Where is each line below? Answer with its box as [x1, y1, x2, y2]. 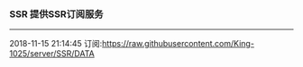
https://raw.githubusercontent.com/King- [102, 38, 255, 49]
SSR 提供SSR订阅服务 [9, 7, 104, 20]
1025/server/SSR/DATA [9, 48, 95, 59]
